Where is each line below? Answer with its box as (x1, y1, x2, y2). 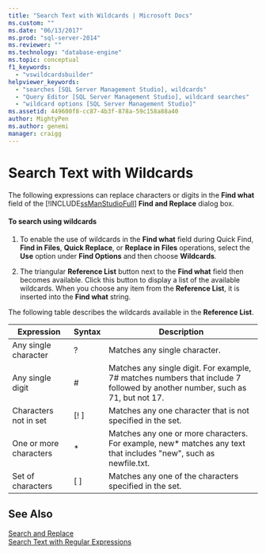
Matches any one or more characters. (108, 428, 249, 439)
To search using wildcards (8, 217, 97, 226)
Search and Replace (8, 529, 74, 538)
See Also (8, 507, 53, 521)
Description (158, 326, 204, 337)
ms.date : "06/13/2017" (8, 26, 83, 34)
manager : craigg (8, 129, 62, 137)
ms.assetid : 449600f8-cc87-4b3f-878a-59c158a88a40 (8, 108, 179, 116)
